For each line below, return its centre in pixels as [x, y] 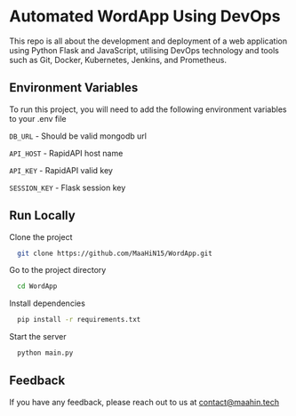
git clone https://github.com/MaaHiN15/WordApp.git [115, 253]
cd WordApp [37, 286]
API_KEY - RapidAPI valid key [61, 170]
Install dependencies [48, 303]
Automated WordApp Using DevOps [145, 16]
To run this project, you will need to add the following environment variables [148, 109]
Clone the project [41, 236]
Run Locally [42, 216]
